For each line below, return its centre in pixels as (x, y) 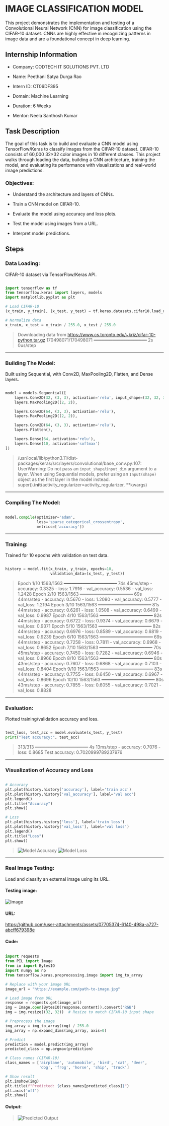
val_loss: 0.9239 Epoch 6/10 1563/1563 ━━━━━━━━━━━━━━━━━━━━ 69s (90, 637)
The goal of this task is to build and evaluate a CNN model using (72, 144)
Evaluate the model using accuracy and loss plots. (64, 214)
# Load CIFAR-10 (22, 307)
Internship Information (41, 55)
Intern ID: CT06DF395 (35, 86)
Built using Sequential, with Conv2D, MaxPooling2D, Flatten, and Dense (79, 374)
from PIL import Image (29, 961)
